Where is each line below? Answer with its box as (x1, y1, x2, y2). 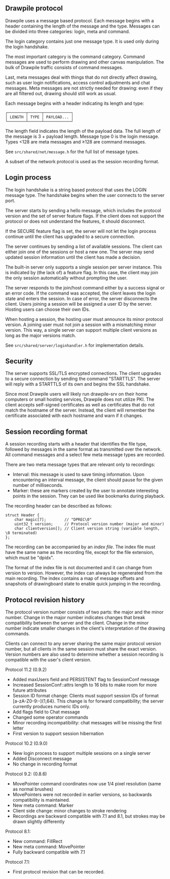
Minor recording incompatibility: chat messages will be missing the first (12, 720, 162, 726)
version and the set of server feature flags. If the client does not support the (5, 213, 164, 219)
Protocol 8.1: (5, 829, 31, 835)
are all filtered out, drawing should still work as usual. (5, 90, 117, 96)
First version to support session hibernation (12, 730, 104, 737)
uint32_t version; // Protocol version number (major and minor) (14, 521, 165, 527)
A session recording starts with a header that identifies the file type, (5, 441, 147, 447)
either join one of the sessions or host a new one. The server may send (5, 249, 154, 255)
